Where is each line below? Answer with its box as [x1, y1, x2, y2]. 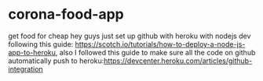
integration [8, 64, 43, 73]
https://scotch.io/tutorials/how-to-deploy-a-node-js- [75, 39, 246, 48]
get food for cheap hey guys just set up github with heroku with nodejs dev [8, 31, 251, 40]
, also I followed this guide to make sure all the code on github [55, 48, 256, 57]
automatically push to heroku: [8, 56, 104, 65]
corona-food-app [8, 5, 124, 23]
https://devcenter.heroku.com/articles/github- [103, 56, 253, 65]
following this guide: [8, 39, 74, 48]
